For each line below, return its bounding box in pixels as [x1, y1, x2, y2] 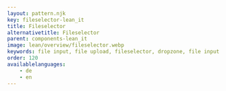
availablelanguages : [7, 61, 67, 68]
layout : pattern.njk [7, 10, 67, 17]
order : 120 [7, 55, 38, 62]
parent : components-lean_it [7, 36, 88, 42]
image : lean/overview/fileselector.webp [7, 42, 125, 49]
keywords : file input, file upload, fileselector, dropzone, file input [7, 49, 220, 55]
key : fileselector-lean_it [7, 16, 84, 23]
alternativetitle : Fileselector [7, 29, 100, 36]
